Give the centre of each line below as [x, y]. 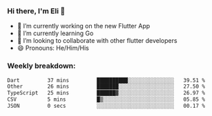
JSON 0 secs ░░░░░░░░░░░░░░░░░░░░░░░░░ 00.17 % [106, 106]
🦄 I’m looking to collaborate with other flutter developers [97, 41]
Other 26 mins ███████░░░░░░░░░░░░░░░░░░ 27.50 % [106, 87]
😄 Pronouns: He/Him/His [53, 48]
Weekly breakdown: [41, 66]
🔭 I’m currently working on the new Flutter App [84, 26]
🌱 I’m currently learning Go [55, 33]
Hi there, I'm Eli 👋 [36, 11]
